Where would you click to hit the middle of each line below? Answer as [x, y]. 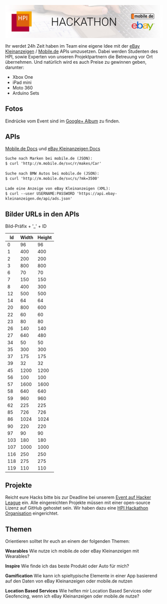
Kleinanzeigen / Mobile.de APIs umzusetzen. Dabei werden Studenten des [82, 51]
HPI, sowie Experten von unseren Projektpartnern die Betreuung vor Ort [79, 56]
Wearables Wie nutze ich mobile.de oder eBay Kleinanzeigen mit [72, 551]
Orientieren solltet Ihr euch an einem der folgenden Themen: [67, 541]
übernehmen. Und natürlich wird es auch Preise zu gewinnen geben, [76, 62]
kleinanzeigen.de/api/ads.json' [39, 199]
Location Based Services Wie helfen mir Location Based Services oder [79, 591]
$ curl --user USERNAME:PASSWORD [40, 194]
